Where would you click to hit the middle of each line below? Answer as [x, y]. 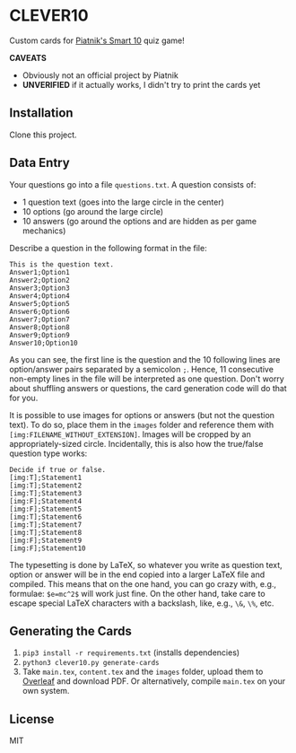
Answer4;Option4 [39, 296]
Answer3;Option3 [39, 288]
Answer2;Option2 [39, 280]
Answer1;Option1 [39, 272]
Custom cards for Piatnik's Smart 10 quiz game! [97, 40]
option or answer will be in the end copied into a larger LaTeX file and [137, 574]
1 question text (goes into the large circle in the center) [123, 202]
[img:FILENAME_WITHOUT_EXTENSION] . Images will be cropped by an [130, 434]
